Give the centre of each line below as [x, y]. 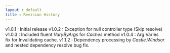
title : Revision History [32, 15]
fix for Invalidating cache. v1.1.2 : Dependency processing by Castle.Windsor [85, 40]
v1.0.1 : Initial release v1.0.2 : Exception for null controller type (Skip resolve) [84, 29]
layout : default [24, 10]
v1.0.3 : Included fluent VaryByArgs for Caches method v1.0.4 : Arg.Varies [82, 34]
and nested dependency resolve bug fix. [47, 45]
